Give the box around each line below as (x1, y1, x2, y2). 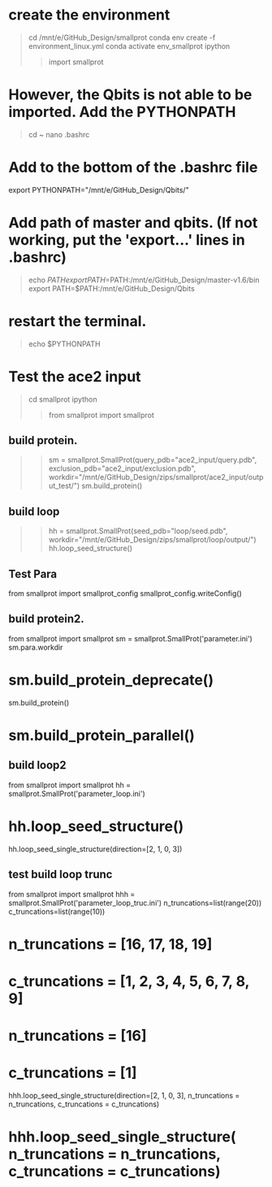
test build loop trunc (8, 867, 113, 881)
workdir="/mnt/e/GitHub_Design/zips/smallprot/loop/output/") (48, 535, 257, 545)
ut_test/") (48, 481, 80, 491)
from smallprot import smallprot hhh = (8, 889, 136, 899)
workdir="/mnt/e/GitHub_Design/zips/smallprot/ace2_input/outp (48, 472, 264, 482)
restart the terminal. (8, 311, 147, 330)
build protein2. (8, 612, 85, 626)
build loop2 (8, 759, 67, 772)
